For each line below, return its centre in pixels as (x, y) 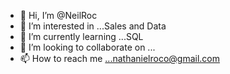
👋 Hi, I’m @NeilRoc (58, 15)
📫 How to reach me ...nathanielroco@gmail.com (120, 58)
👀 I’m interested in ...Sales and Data (93, 26)
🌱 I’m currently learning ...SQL (81, 36)
